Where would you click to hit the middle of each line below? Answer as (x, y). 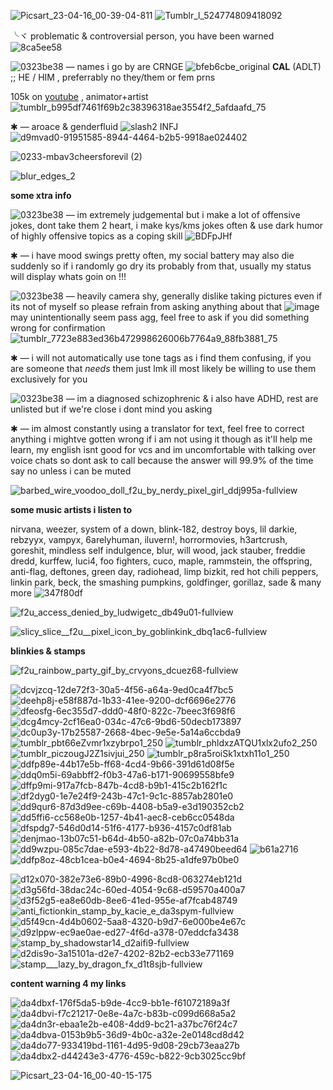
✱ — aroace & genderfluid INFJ (94, 126)
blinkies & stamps (48, 651)
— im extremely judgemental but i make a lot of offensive (183, 214)
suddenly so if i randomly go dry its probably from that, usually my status (161, 266)
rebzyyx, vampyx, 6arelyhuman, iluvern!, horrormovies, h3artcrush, (149, 539)
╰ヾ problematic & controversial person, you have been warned (142, 36)
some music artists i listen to (71, 509)
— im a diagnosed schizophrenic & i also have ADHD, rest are (192, 398)
